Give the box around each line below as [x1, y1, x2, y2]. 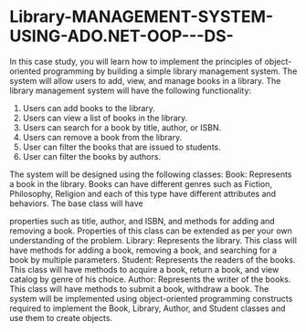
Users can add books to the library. [22, 102, 155, 113]
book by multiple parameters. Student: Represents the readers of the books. [9, 254, 296, 265]
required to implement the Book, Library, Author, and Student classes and [9, 303, 286, 314]
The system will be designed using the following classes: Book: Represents [9, 169, 292, 180]
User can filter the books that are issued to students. [22, 141, 221, 152]
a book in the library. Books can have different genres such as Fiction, [9, 178, 272, 189]
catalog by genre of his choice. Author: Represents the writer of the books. [9, 274, 291, 285]
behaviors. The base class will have [9, 198, 143, 209]
